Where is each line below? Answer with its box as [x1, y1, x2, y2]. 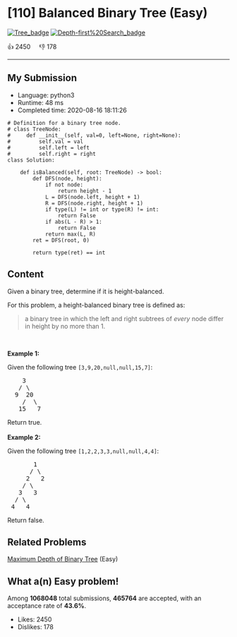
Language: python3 [17, 90, 75, 99]
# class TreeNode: [7, 126, 61, 133]
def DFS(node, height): [32, 175, 102, 182]
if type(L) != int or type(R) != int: [44, 206, 159, 213]
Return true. [7, 418, 42, 426]
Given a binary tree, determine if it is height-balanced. [7, 287, 164, 296]
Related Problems [7, 536, 87, 548]
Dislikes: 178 [17, 623, 54, 631]
